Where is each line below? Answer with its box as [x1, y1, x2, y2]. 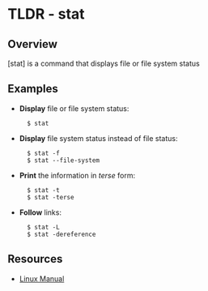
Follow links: [19, 208, 62, 217]
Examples [7, 82, 58, 96]
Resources [7, 252, 63, 266]
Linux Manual [19, 273, 65, 284]
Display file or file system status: [19, 103, 129, 113]
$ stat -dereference [27, 230, 96, 238]
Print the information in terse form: [19, 170, 135, 180]
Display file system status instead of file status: [19, 133, 178, 143]
